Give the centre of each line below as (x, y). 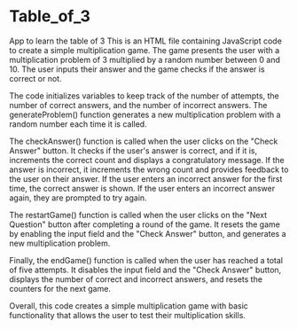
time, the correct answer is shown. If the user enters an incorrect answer (142, 188)
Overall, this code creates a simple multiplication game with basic (129, 305)
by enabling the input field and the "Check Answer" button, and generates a (148, 233)
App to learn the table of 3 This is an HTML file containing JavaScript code (145, 41)
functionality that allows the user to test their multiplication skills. (128, 315)
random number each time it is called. (78, 124)
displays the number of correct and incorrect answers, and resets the (136, 279)
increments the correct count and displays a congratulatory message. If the (147, 160)
